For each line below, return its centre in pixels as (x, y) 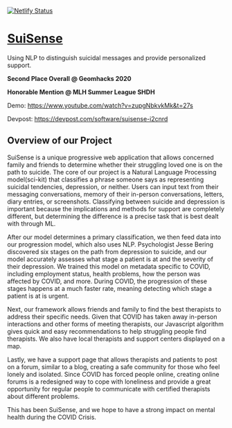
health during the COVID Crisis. (52, 417)
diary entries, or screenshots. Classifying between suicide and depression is (116, 202)
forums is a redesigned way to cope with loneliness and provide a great (109, 382)
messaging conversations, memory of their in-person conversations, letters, (116, 194)
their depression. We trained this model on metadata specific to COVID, (109, 266)
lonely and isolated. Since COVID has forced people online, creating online (113, 374)
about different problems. (43, 396)
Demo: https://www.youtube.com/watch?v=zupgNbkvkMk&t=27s (100, 105)
